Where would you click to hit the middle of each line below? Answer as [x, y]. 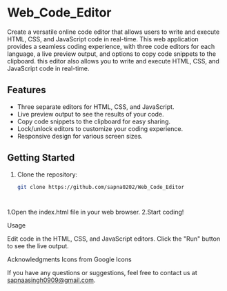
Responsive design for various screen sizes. [80, 136]
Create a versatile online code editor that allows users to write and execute [113, 32]
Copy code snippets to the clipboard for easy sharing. [94, 121]
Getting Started [41, 158]
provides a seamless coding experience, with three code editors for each [111, 46]
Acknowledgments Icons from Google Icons [70, 259]
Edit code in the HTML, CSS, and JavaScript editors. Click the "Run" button [114, 239]
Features [27, 90]
